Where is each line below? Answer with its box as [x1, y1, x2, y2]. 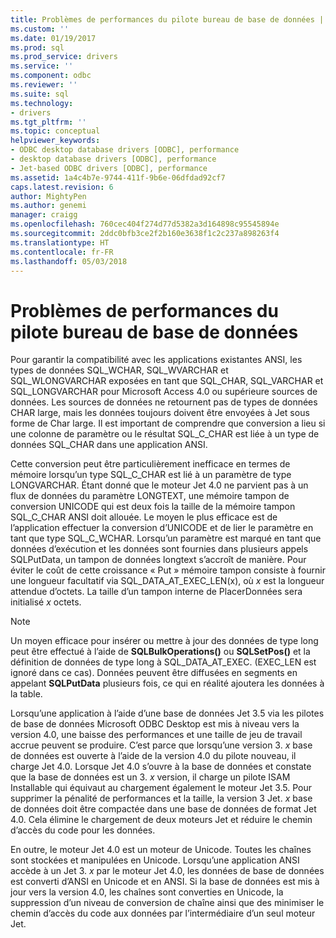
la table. [10, 688, 43, 700]
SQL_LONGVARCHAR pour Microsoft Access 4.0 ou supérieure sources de [10, 386, 318, 398]
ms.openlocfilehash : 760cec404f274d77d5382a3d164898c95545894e [10, 219, 280, 230]
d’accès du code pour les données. [10, 824, 156, 836]
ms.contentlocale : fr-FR [10, 247, 114, 257]
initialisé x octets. [10, 596, 82, 608]
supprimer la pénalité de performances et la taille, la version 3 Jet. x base [10, 792, 313, 805]
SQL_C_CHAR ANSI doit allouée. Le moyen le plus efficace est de [10, 511, 278, 523]
